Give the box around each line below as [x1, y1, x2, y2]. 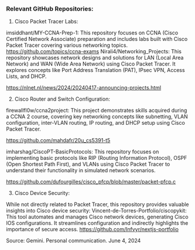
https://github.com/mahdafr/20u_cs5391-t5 [6, 137, 111, 144]
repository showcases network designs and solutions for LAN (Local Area [6, 54, 184, 61]
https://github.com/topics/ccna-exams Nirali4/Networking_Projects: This [6, 48, 182, 55]
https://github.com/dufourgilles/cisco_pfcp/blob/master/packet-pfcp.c [6, 178, 176, 186]
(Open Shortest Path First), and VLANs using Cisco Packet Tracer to [6, 160, 170, 168]
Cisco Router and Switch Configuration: [14, 95, 110, 102]
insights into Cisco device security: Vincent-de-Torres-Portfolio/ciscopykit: [6, 207, 187, 214]
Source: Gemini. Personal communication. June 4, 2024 [6, 237, 141, 244]
